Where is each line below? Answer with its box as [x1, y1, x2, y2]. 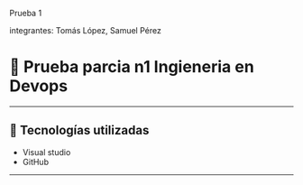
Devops [9, 76, 69, 97]
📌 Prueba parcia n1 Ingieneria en [9, 57, 254, 78]
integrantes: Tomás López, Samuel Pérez [9, 25, 162, 35]
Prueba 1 [9, 8, 42, 18]
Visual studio [22, 146, 71, 157]
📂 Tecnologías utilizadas [9, 123, 150, 138]
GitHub [22, 156, 50, 167]
